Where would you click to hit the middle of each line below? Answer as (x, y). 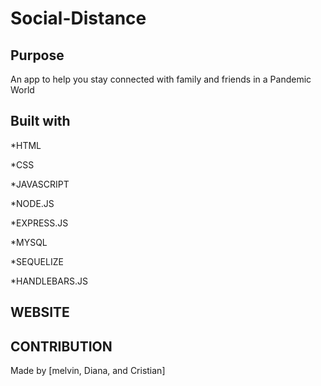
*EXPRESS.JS (39, 223)
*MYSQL (29, 242)
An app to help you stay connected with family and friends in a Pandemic (161, 79)
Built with (40, 121)
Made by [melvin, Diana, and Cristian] (88, 371)
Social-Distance (78, 18)
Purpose (37, 55)
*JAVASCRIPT (40, 184)
